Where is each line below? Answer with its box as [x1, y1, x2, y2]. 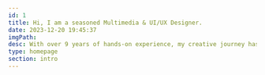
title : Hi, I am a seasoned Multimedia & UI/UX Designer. [8, 19, 203, 27]
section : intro [8, 55, 58, 63]
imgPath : [8, 33, 37, 41]
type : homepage [8, 48, 58, 55]
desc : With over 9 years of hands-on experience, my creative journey [8, 41, 245, 48]
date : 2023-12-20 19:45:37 [8, 26, 97, 34]
